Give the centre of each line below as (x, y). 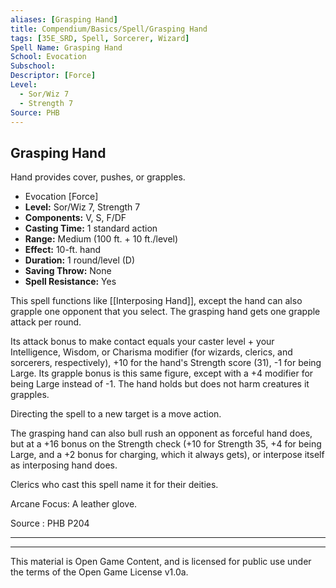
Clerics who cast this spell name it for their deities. (114, 485)
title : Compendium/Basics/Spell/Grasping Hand (109, 29)
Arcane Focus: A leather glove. (74, 504)
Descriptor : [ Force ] (53, 76)
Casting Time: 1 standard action (91, 228)
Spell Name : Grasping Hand (66, 47)
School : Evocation (48, 57)
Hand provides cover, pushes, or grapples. (98, 177)
